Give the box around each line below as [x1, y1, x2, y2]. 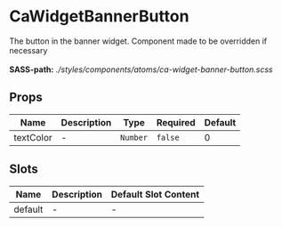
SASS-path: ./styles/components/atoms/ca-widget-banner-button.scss [9, 64, 273, 75]
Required [156, 116, 196, 128]
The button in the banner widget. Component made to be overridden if [9, 36, 268, 46]
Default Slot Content [110, 188, 200, 200]
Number [119, 132, 149, 142]
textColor [13, 131, 53, 143]
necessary [9, 45, 48, 55]
